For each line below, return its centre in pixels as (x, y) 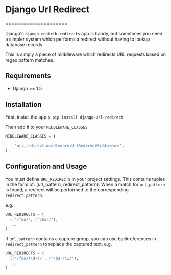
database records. (25, 44)
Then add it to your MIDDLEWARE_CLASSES (46, 127)
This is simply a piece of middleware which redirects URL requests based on (86, 54)
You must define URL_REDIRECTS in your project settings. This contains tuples (85, 179)
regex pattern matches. (30, 60)
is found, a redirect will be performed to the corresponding (67, 190)
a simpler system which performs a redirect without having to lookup (78, 39)
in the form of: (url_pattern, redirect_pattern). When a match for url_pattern (85, 184)
